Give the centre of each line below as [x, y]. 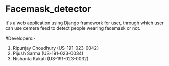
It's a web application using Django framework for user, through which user [85, 23]
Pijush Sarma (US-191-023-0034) [48, 53]
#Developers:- [20, 38]
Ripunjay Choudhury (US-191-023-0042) [56, 48]
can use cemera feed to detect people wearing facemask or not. [73, 28]
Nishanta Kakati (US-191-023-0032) [51, 58]
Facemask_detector [48, 9]
